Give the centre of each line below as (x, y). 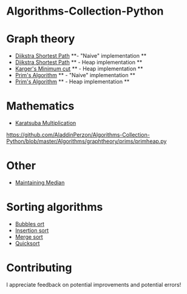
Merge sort (29, 237)
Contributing (39, 268)
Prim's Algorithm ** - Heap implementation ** (72, 82)
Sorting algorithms (55, 207)
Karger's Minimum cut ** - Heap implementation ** (79, 69)
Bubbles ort (29, 224)
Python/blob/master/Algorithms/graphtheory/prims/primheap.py (87, 142)
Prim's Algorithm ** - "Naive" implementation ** (75, 75)
